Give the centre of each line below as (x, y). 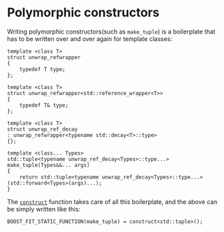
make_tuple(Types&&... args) (48, 165)
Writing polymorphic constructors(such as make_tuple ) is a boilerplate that (111, 31)
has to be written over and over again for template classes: (90, 38)
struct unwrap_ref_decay (42, 129)
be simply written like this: (44, 209)
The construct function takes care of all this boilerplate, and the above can (112, 202)
